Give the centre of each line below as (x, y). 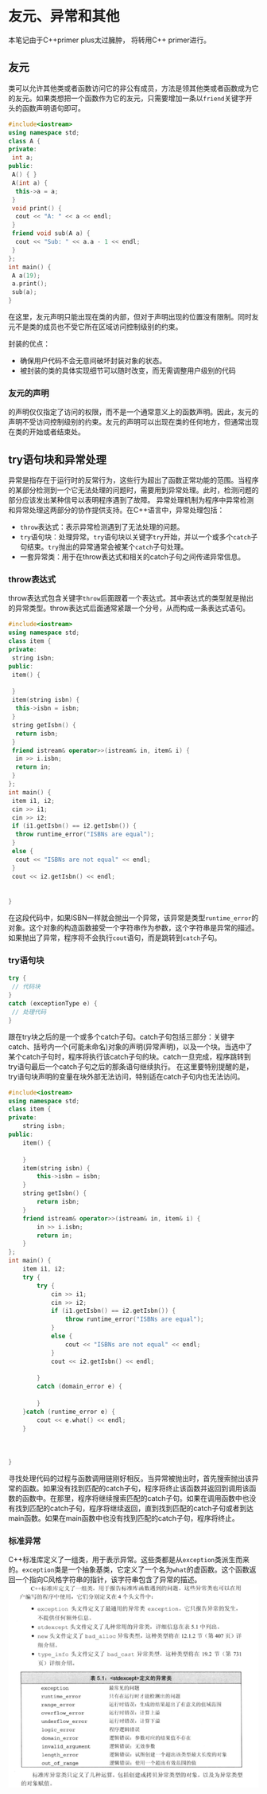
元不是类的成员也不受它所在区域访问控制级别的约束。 (95, 327)
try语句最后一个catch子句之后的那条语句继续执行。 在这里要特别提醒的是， (131, 1066)
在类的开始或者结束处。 (46, 432)
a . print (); (29, 284)
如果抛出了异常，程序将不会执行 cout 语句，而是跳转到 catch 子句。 (115, 938)
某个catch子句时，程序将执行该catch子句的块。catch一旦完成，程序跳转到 (130, 1056)
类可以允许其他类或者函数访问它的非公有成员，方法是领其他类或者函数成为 (130, 88)
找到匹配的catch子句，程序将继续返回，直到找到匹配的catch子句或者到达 (134, 1508)
